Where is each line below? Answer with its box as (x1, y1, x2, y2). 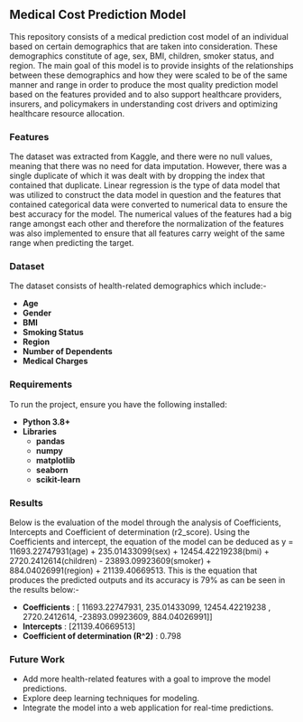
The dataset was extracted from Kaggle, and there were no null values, (9, 151, 273, 162)
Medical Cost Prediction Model (9, 7, 187, 23)
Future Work (9, 652, 65, 665)
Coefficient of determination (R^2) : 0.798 (22, 631, 182, 641)
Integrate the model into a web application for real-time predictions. (22, 702, 274, 713)
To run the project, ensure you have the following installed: (9, 399, 227, 409)
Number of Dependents (22, 346, 113, 357)
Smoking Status (22, 327, 84, 338)
